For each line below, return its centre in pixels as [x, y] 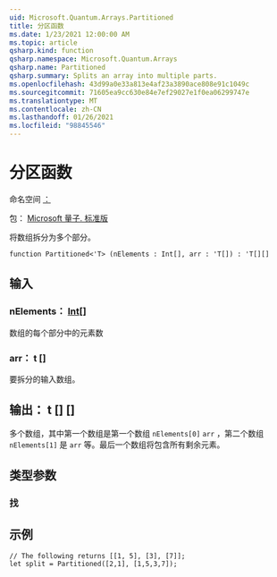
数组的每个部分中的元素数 [56, 333]
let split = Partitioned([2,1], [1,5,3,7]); [93, 564]
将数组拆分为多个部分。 [52, 237]
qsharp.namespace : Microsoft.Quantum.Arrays [93, 59]
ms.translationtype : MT [54, 101]
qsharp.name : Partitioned [57, 68]
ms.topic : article [43, 42]
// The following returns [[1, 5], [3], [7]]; [97, 556]
